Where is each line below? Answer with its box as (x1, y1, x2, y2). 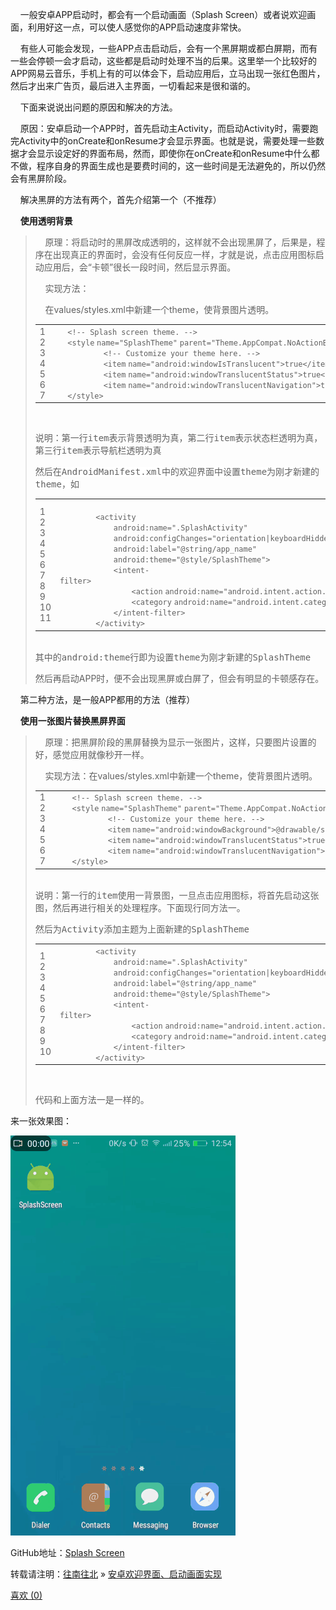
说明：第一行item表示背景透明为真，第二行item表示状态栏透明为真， (34, 433, 323, 444)
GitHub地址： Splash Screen (10, 1547, 125, 1558)
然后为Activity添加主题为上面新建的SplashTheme (34, 923, 250, 935)
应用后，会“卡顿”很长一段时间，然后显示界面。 (43, 261, 237, 273)
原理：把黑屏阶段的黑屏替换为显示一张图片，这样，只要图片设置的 (44, 736, 317, 748)
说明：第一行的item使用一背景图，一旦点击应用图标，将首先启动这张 (34, 889, 320, 901)
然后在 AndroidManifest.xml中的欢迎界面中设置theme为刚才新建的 (34, 466, 320, 478)
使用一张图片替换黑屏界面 (19, 714, 126, 727)
